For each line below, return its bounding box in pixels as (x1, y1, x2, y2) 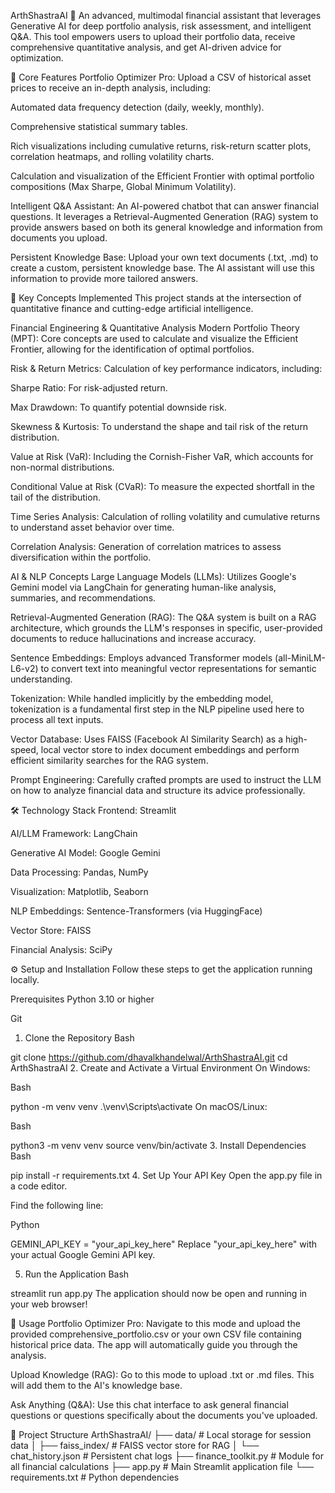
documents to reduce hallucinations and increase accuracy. (10, 633, 257, 644)
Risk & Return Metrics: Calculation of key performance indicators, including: (10, 363, 323, 374)
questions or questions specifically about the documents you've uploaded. (10, 1410, 318, 1421)
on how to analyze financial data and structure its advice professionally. (10, 785, 306, 796)
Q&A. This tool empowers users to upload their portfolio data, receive (10, 31, 296, 42)
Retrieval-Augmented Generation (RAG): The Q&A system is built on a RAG (10, 611, 317, 623)
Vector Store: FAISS (10, 925, 92, 936)
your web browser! (10, 1298, 88, 1310)
